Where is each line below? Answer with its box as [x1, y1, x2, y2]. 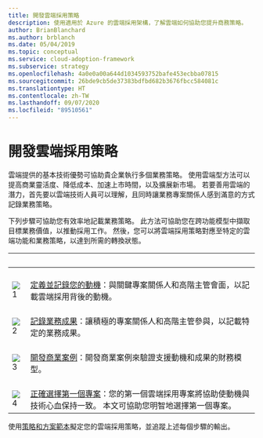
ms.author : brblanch [8, 33, 76, 42]
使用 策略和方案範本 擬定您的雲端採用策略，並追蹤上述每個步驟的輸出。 [8, 422, 235, 431]
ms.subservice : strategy [8, 63, 89, 71]
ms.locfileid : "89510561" [8, 107, 92, 115]
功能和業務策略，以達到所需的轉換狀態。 [14, 235, 146, 245]
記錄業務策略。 [8, 199, 56, 209]
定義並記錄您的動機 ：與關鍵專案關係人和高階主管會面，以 [30, 279, 243, 290]
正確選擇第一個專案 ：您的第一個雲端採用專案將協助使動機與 [30, 388, 250, 399]
